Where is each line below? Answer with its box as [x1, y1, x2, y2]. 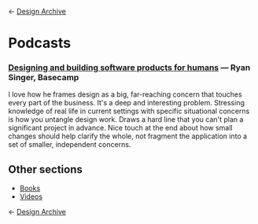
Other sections [8, 163, 83, 176]
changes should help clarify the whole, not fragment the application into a [8, 131, 248, 141]
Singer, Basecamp [8, 72, 79, 83]
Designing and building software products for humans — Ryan [8, 62, 251, 73]
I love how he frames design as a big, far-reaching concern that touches [8, 90, 242, 99]
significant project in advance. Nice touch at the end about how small [8, 123, 234, 133]
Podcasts [8, 35, 72, 52]
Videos [19, 192, 43, 201]
